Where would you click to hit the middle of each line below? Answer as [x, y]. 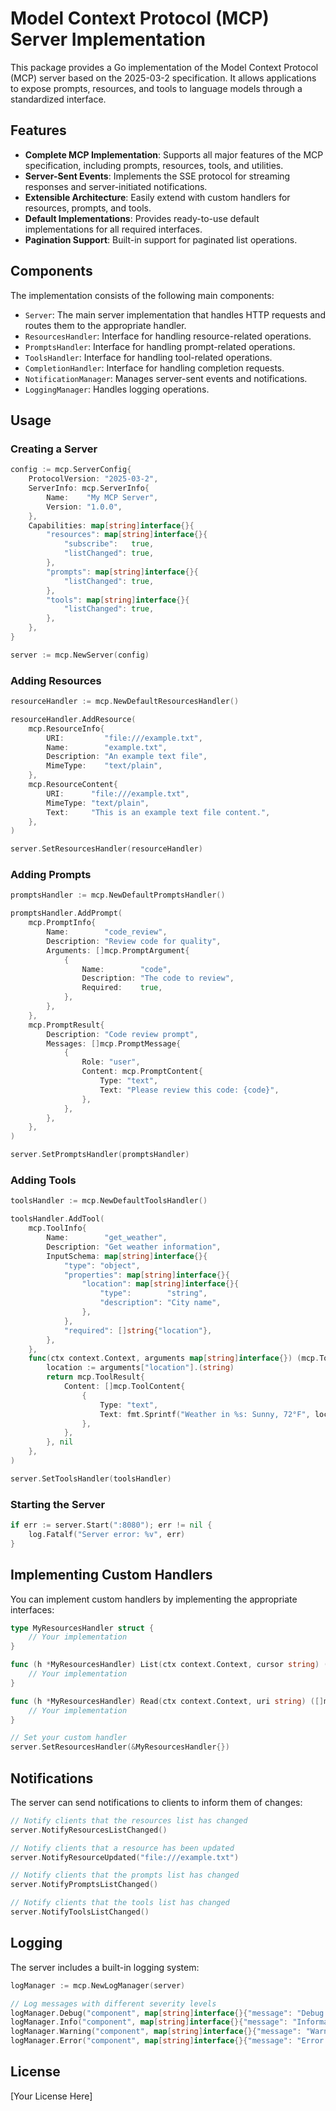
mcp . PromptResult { [66, 1025]
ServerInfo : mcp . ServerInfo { [89, 488]
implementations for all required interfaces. [113, 229]
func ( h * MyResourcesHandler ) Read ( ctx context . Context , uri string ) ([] [167, 1701]
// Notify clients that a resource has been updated [122, 1848]
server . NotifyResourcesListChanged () [89, 1830]
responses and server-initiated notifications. [116, 186]
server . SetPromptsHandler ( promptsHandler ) [100, 1155]
